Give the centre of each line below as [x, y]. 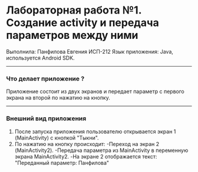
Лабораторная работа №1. [74, 10]
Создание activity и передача [82, 23]
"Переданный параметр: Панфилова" [62, 163]
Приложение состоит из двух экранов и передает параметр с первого [95, 91]
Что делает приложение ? [45, 78]
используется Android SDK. [40, 58]
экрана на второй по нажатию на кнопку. [58, 98]
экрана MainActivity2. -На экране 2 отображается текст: [86, 156]
